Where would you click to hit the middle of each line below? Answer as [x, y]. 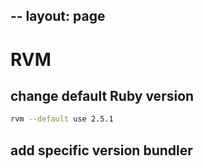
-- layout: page [58, 16]
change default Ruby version [102, 95]
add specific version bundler [101, 150]
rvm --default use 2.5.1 [62, 119]
